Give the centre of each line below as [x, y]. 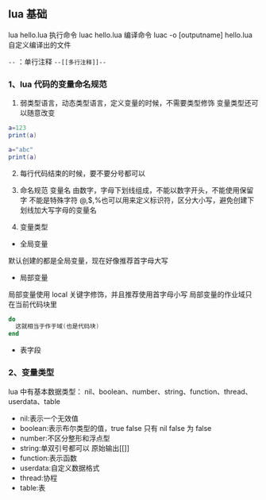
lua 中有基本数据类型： [46, 391]
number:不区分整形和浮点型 [65, 438]
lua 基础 [28, 14]
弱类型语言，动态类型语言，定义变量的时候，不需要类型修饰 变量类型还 [135, 103]
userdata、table [35, 401]
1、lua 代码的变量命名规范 [58, 84]
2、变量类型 [31, 373]
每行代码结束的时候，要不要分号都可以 [82, 173]
